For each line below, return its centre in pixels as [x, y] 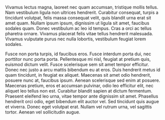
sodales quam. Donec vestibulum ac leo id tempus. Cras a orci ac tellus [79, 28]
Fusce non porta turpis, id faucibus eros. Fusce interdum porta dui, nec [78, 54]
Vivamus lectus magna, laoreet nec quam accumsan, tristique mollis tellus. [82, 7]
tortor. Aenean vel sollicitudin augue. [43, 112]
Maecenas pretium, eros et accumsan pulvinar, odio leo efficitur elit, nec [79, 86]
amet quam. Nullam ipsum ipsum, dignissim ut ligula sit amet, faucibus [77, 23]
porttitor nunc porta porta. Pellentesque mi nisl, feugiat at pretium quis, [78, 59]
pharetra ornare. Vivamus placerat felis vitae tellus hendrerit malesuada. [79, 34]
